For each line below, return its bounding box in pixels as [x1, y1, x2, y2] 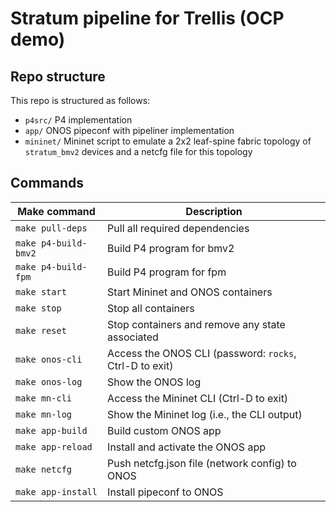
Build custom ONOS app [107, 423, 222, 437]
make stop [15, 302, 62, 314]
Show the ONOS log [107, 375, 202, 389]
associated [107, 330, 159, 344]
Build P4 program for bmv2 [107, 241, 235, 255]
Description [185, 204, 243, 218]
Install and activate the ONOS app [107, 440, 266, 454]
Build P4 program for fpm [107, 265, 227, 279]
